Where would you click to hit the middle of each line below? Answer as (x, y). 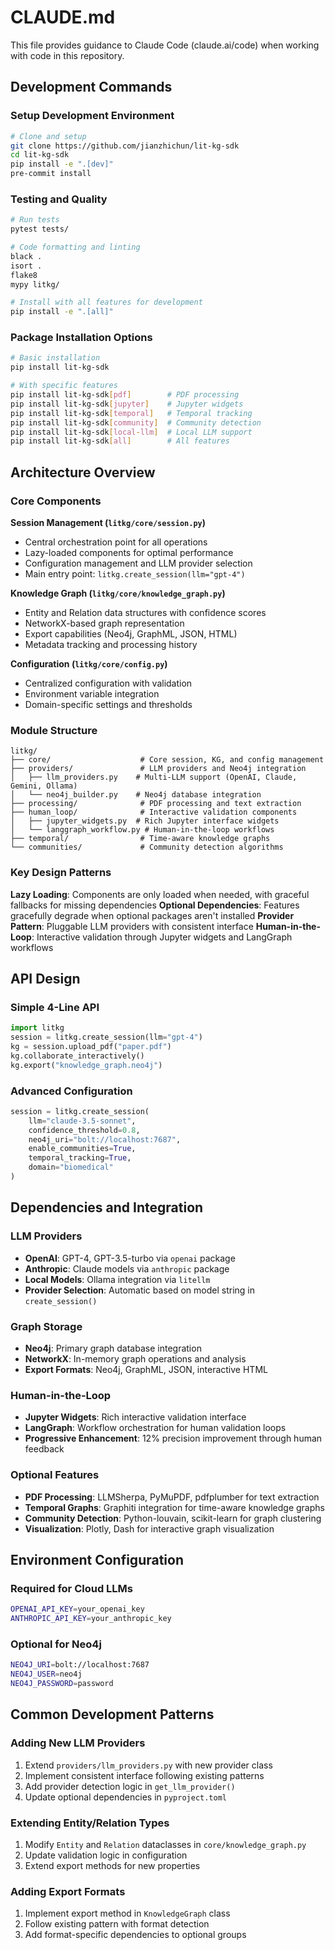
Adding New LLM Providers (78, 1743)
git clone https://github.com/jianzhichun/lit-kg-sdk (125, 146)
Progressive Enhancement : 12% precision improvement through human (173, 1438)
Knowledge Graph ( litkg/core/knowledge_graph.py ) (118, 593)
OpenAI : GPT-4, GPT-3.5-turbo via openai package (130, 1258)
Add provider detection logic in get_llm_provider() (130, 1786)
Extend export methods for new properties (112, 1865)
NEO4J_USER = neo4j (46, 1674)
